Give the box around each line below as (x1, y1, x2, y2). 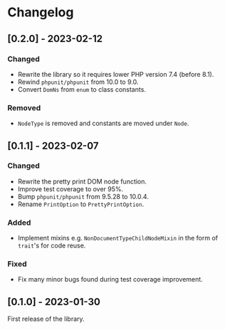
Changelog (7, 4, 74, 21)
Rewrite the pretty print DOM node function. (17, 177, 147, 186)
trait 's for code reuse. (17, 241, 86, 250)
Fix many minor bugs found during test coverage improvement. (17, 275, 203, 284)
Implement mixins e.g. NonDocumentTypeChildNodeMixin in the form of (17, 234, 219, 243)
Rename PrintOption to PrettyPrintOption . (17, 200, 145, 208)
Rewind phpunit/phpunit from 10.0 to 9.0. (17, 78, 139, 86)
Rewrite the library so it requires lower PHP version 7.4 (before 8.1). (17, 70, 214, 78)
